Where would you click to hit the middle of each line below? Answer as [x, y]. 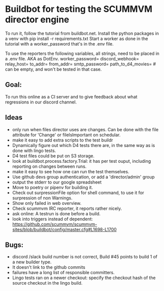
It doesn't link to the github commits [49, 267]
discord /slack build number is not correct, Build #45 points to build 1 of [85, 257]
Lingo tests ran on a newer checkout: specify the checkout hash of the [84, 278]
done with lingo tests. [34, 150]
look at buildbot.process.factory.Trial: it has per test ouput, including [82, 161]
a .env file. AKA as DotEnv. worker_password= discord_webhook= [72, 58]
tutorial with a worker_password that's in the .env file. [59, 44]
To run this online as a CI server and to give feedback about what [71, 97]
